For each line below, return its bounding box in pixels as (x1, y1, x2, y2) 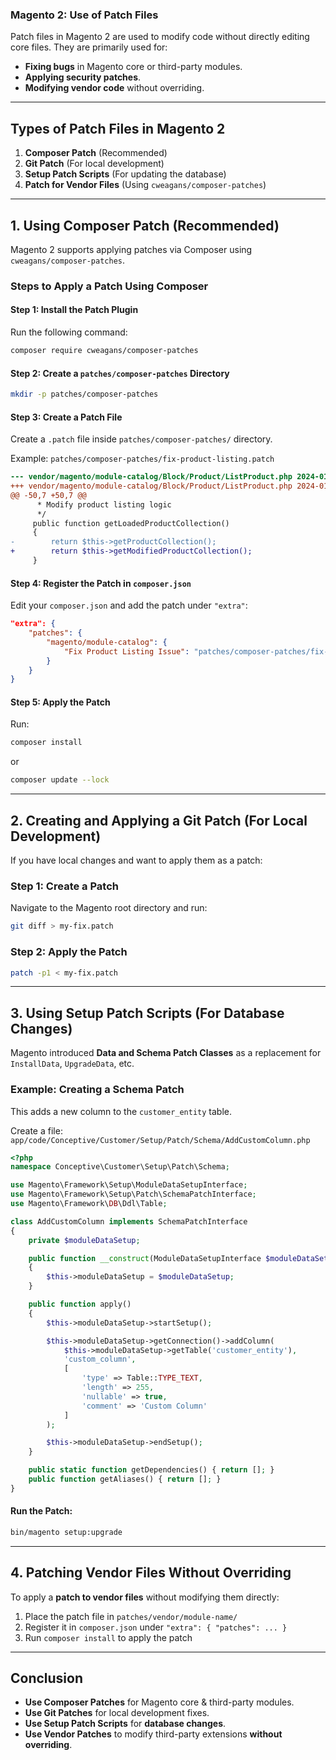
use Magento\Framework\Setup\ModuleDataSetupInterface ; (10, 1180, 248, 1190)
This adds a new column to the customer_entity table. (10, 1105, 233, 1117)
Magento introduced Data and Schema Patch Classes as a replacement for (10, 1047, 322, 1059)
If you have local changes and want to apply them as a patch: (10, 854, 263, 867)
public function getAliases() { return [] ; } (28, 1474, 222, 1484)
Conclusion (10, 1670, 84, 1687)
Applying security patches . (24, 71, 142, 83)
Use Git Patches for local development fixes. (24, 1707, 210, 1719)
